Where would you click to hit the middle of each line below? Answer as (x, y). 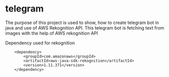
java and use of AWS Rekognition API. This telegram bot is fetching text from (85, 27)
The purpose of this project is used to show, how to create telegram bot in (82, 22)
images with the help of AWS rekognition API (52, 33)
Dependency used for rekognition (40, 42)
